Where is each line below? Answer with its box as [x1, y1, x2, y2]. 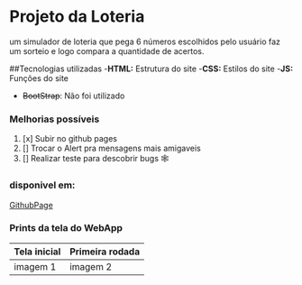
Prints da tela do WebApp [9, 222, 124, 234]
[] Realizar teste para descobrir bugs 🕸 [22, 153, 169, 164]
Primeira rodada [69, 245, 141, 258]
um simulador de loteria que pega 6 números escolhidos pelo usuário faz [9, 36, 281, 47]
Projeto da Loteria [9, 6, 145, 27]
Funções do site [9, 72, 69, 83]
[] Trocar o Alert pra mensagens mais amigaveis [22, 142, 201, 154]
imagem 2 [69, 260, 113, 272]
